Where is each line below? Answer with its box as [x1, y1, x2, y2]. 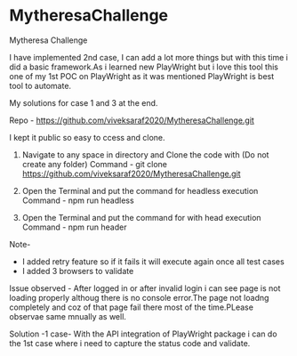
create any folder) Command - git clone [21, 158, 167, 169]
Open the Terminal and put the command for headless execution [21, 185, 259, 196]
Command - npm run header [21, 222, 127, 232]
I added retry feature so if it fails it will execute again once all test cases [21, 255, 285, 267]
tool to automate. [9, 80, 72, 91]
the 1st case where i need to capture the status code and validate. [9, 337, 251, 348]
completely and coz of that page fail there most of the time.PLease [9, 302, 253, 312]
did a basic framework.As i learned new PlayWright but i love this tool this [9, 61, 278, 72]
